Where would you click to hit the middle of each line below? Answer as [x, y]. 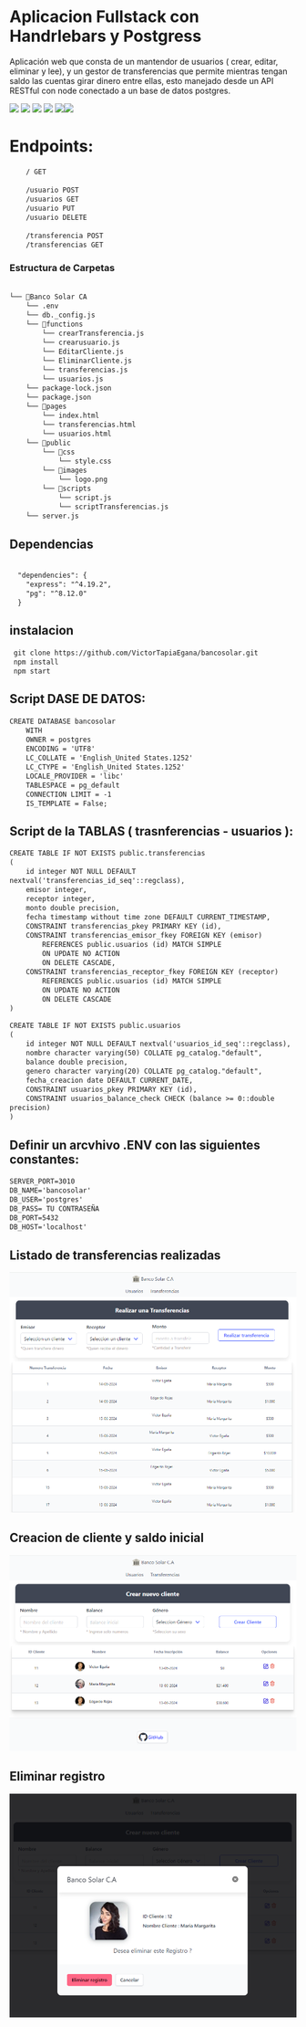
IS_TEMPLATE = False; [66, 803]
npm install [36, 662]
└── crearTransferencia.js [93, 334]
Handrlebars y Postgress [106, 36]
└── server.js [52, 516]
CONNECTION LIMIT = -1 [69, 794]
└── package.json [59, 398]
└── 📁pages [46, 407]
